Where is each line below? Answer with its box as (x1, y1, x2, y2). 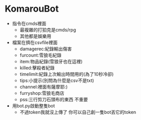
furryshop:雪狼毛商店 (19, 90, 65, 96)
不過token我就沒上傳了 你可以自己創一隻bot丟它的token (19, 109, 136, 115)
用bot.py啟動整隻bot (12, 102, 55, 109)
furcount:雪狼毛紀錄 (19, 52, 62, 58)
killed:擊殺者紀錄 (19, 64, 55, 71)
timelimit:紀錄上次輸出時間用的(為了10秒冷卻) (19, 71, 114, 77)
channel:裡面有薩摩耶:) (19, 84, 68, 90)
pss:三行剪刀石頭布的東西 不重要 (19, 96, 88, 102)
